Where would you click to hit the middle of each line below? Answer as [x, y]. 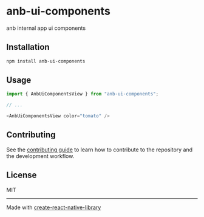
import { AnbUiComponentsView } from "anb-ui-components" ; [83, 94]
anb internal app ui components [46, 28]
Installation [28, 47]
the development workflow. [40, 156]
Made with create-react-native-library [54, 207]
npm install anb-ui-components [46, 61]
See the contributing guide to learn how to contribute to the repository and [100, 150]
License [22, 175]
